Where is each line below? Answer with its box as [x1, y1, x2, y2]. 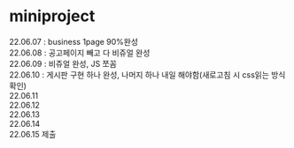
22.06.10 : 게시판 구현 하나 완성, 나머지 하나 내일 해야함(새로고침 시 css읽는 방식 [9, 69, 286, 80]
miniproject [9, 6, 96, 26]
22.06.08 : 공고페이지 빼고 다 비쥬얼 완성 [9, 47, 151, 58]
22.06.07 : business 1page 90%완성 [9, 36, 139, 47]
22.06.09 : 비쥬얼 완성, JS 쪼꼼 [9, 58, 117, 69]
